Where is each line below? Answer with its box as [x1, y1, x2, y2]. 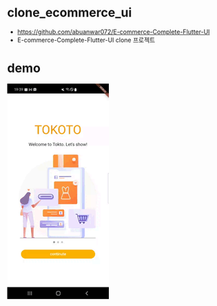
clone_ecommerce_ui [7, 5, 132, 21]
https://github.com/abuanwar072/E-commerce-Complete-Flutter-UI [17, 28, 210, 36]
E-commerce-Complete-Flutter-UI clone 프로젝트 [17, 36, 156, 44]
